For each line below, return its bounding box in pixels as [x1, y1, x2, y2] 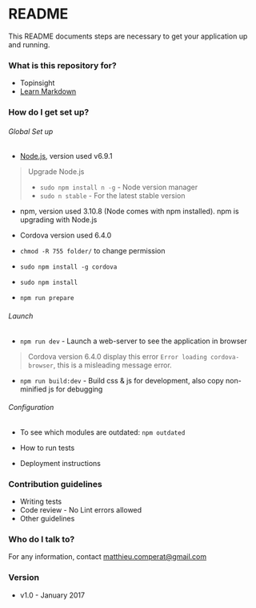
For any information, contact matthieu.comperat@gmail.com [8, 552, 207, 561]
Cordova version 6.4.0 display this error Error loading [27, 351, 208, 361]
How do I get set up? [8, 107, 90, 118]
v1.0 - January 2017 [19, 590, 86, 600]
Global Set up [8, 126, 54, 136]
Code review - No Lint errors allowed [19, 505, 142, 515]
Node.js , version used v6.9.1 [19, 152, 113, 161]
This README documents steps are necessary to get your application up [8, 31, 248, 41]
